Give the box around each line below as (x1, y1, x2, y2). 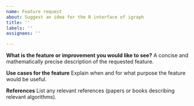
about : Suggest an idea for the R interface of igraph (6, 14, 144, 20)
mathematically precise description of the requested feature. (6, 58, 154, 65)
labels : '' (6, 25, 33, 31)
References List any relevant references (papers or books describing (6, 87, 175, 94)
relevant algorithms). (6, 94, 57, 101)
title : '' (6, 19, 31, 25)
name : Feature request (6, 8, 62, 15)
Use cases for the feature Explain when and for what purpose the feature (6, 69, 186, 77)
